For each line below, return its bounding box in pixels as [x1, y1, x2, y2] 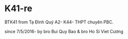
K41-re [4, 3, 33, 14]
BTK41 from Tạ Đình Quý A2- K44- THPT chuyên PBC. [4, 19, 114, 25]
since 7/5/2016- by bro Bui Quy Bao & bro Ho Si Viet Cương [4, 28, 124, 34]
